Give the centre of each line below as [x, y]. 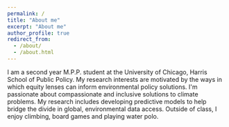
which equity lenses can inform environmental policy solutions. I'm [102, 87]
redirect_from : [29, 40]
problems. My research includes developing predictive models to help [107, 101]
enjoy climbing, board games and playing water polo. [83, 116]
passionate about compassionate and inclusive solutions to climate [103, 94]
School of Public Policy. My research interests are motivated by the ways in [114, 79]
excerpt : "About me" [37, 26]
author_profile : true [39, 33]
